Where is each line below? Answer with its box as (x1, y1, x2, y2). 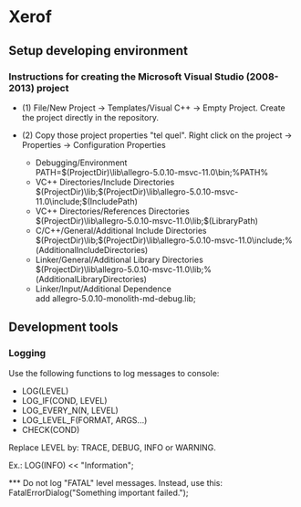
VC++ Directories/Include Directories (35, 176, 175, 187)
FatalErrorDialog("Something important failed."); (8, 487, 189, 498)
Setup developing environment (8, 43, 189, 58)
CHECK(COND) (21, 424, 80, 435)
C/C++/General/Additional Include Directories (35, 225, 207, 236)
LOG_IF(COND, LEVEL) (21, 395, 108, 406)
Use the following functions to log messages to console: (8, 367, 220, 378)
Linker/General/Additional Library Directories (35, 254, 204, 265)
